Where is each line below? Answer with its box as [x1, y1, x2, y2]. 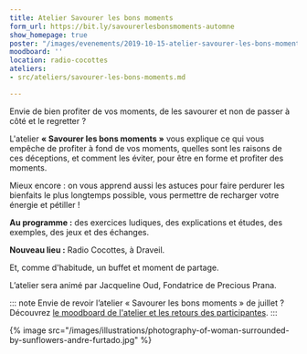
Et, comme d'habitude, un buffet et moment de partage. [9, 262, 219, 273]
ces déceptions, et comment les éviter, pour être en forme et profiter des [9, 152, 284, 163]
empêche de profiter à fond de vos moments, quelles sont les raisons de [9, 142, 282, 153]
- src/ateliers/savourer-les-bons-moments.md [9, 73, 185, 82]
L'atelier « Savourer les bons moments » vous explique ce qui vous [9, 133, 265, 144]
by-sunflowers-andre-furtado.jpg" [9, 334, 139, 345]
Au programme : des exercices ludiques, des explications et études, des [9, 216, 283, 228]
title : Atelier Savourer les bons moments [9, 13, 174, 23]
